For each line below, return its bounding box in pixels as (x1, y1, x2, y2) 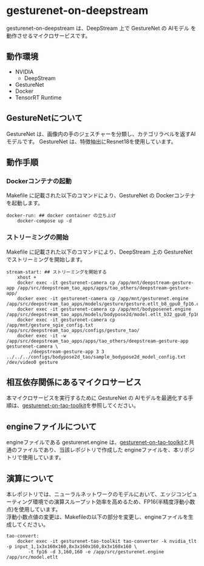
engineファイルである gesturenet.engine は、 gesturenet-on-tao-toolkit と (6, 439, 189, 446)
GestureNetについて (6, 113, 83, 123)
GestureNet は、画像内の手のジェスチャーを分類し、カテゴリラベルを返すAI (6, 130, 196, 137)
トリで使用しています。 (6, 454, 65, 461)
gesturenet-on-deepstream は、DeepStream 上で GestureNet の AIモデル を (6, 24, 196, 32)
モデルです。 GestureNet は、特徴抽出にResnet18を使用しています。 (6, 138, 177, 145)
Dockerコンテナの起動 (6, 177, 72, 185)
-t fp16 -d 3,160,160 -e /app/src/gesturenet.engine (28, 548, 165, 555)
